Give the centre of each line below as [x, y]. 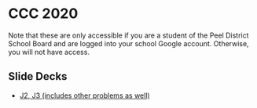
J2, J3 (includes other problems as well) [85, 95]
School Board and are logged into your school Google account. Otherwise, [128, 43]
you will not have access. [49, 52]
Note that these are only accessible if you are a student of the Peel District [128, 35]
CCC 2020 [43, 14]
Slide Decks [38, 76]
